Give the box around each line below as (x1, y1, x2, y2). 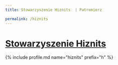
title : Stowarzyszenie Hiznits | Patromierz (5, 7, 102, 12)
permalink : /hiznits (5, 16, 49, 21)
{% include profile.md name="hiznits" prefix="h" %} (5, 54, 114, 60)
